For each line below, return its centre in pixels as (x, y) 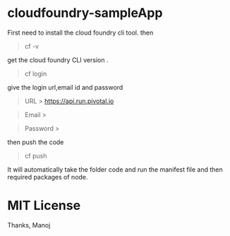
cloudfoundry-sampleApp (85, 13)
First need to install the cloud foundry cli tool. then (80, 33)
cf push (36, 155)
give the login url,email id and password (65, 87)
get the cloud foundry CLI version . (58, 60)
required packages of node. (48, 177)
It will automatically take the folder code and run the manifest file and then (115, 169)
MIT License (44, 206)
